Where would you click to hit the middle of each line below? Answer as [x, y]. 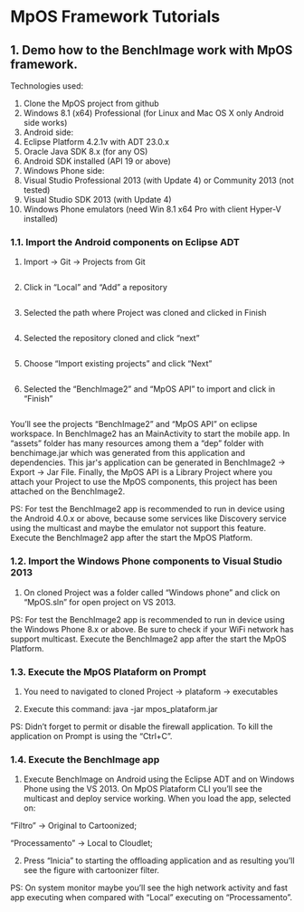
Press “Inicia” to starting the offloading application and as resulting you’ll [159, 860]
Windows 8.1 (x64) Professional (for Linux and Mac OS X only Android [153, 113]
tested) [37, 190]
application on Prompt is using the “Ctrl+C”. [91, 736]
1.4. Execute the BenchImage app [85, 759]
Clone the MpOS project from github [91, 103]
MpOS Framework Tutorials [115, 17]
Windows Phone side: [64, 171]
